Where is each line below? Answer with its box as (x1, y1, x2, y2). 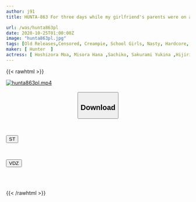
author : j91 (6, 8, 35, 15)
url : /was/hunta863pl (6, 25, 59, 30)
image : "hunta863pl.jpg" (6, 36, 66, 42)
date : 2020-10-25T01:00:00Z (6, 30, 75, 36)
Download (80, 103, 116, 112)
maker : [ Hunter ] (6, 46, 54, 53)
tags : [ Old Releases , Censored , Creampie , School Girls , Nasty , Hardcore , (6, 41, 190, 47)
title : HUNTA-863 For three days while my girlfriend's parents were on (6, 14, 187, 20)
